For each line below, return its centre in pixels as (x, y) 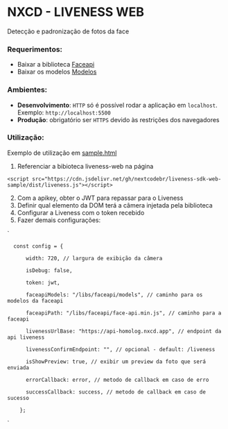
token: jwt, (43, 283)
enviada (18, 368)
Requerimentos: (35, 49)
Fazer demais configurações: (59, 220)
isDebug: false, (49, 270)
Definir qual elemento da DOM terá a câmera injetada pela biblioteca (115, 205)
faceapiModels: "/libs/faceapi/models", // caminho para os (114, 295)
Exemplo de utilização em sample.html (62, 153)
